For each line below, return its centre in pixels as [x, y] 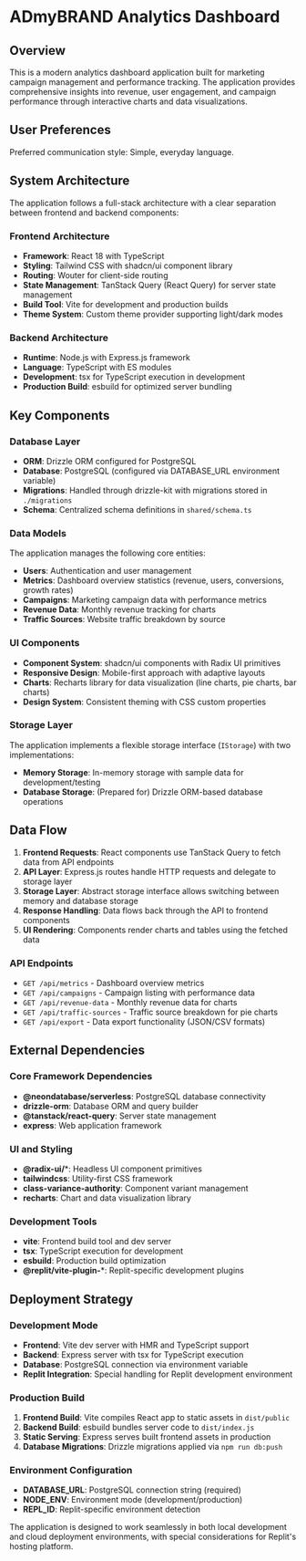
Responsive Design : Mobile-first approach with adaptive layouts [144, 672]
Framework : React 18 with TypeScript [93, 255]
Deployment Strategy [71, 1299]
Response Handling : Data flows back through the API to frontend [145, 911]
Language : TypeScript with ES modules [97, 368]
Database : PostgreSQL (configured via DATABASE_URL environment [151, 471]
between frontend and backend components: [94, 213]
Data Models [38, 533]
